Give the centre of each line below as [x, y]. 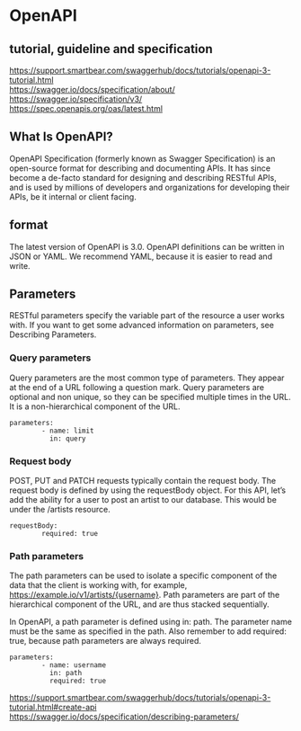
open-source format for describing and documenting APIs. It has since [140, 168]
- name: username [74, 665]
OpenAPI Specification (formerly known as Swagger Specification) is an [142, 158]
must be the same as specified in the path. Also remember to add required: [148, 631]
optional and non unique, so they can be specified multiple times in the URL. [150, 397]
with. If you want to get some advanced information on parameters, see [142, 325]
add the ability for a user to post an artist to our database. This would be [143, 500]
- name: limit [68, 431]
